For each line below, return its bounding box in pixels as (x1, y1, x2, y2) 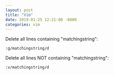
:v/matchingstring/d (5, 65, 50, 70)
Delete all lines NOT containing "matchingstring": (5, 55, 109, 61)
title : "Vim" (5, 12, 33, 17)
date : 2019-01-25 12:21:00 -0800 (5, 17, 77, 22)
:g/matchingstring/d (5, 46, 50, 51)
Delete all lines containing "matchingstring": (5, 36, 99, 42)
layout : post (5, 7, 33, 13)
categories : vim (5, 22, 40, 27)
